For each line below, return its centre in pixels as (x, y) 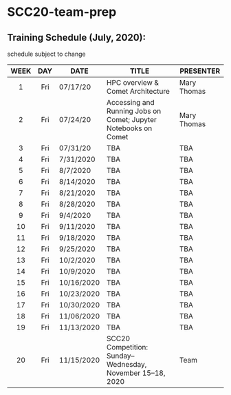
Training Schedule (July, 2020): (77, 38)
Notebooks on (129, 128)
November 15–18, (136, 373)
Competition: (127, 347)
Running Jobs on (134, 111)
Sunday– (121, 356)
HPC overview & (133, 82)
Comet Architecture (138, 91)
